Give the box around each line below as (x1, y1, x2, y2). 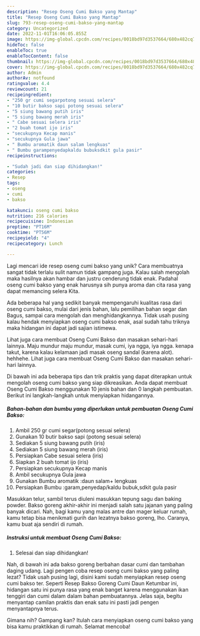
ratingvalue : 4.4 (7, 81, 50, 87)
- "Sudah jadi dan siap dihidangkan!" (7, 163, 103, 170)
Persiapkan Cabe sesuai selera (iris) (15, 452, 104, 459)
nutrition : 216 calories (7, 213, 68, 219)
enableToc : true (7, 48, 47, 54)
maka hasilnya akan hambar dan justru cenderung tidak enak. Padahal (7, 275, 179, 282)
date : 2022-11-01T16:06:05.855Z (7, 31, 87, 37)
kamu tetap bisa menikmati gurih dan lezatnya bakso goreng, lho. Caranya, (7, 514, 190, 521)
